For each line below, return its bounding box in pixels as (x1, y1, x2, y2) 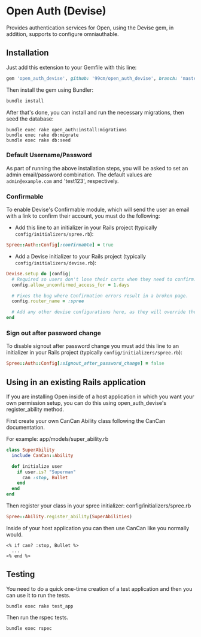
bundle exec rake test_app (6, 603, 74, 609)
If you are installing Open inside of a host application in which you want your (6, 393, 194, 400)
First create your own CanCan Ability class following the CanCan (6, 417, 166, 425)
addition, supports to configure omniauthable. (6, 30, 119, 37)
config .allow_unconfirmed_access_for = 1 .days (11, 282, 130, 288)
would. (6, 531, 23, 538)
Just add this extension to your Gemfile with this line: (6, 64, 137, 71)
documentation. (6, 424, 45, 431)
